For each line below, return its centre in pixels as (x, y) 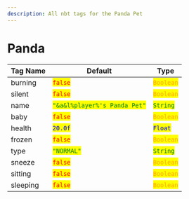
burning (24, 83)
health (21, 128)
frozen (22, 139)
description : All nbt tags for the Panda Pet (75, 14)
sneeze (23, 162)
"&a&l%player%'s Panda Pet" (99, 105)
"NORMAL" (67, 151)
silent (20, 94)
